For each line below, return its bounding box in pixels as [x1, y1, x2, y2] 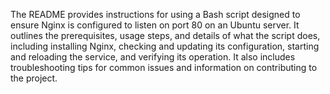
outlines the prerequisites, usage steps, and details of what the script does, [10, 30, 321, 41]
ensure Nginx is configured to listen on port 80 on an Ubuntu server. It [10, 19, 300, 31]
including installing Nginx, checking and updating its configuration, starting [10, 40, 320, 52]
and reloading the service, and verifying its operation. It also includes [10, 51, 296, 63]
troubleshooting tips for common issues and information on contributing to [10, 62, 318, 73]
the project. [10, 72, 58, 84]
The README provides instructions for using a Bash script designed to [10, 9, 301, 20]
